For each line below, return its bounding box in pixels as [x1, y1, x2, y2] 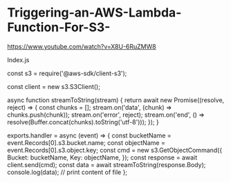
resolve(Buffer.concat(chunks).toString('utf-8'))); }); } [7, 117, 159, 126]
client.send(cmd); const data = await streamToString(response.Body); [7, 160, 206, 168]
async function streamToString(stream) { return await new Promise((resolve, [7, 95, 225, 104]
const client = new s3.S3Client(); [7, 82, 100, 90]
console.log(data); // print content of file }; [7, 168, 128, 176]
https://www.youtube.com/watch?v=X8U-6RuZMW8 [7, 42, 157, 50]
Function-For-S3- [7, 19, 111, 35]
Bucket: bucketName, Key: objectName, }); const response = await [7, 153, 198, 162]
